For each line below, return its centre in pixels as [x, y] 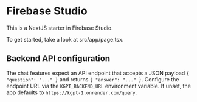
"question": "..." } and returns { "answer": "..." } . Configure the [93, 79]
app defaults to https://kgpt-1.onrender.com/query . [72, 92]
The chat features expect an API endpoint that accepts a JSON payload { [98, 73]
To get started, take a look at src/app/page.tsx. [65, 39]
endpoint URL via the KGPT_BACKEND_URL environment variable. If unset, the [99, 86]
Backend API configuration [58, 59]
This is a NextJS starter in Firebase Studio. [60, 28]
